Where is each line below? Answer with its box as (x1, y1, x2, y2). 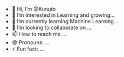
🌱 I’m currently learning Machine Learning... (11, 18, 119, 24)
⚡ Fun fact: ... (11, 45, 44, 52)
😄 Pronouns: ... (11, 39, 50, 46)
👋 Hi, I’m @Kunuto (11, 6, 56, 12)
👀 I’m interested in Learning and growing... (11, 12, 115, 19)
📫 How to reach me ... (11, 31, 67, 37)
